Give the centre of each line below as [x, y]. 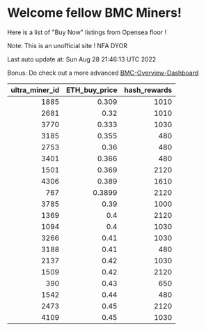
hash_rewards [148, 90]
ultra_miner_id [35, 90]
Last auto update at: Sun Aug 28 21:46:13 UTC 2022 [82, 59]
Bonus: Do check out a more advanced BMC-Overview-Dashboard [103, 73]
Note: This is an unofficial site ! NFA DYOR [67, 45]
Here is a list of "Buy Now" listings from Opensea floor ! [87, 32]
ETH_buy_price [92, 90]
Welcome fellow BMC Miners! [95, 13]
